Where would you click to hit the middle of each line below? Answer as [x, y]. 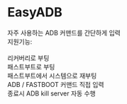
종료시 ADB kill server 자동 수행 [51, 93]
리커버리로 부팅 [28, 58]
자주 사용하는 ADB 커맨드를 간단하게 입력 [64, 33]
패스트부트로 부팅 [31, 67]
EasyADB [35, 12]
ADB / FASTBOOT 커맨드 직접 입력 [56, 84]
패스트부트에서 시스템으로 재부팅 [52, 76]
